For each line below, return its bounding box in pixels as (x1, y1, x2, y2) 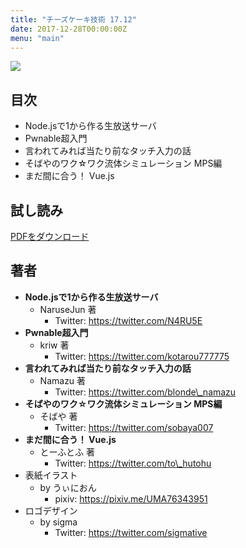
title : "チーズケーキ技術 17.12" (10, 14, 137, 25)
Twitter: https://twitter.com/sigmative (54, 526, 208, 538)
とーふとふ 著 (39, 446, 95, 458)
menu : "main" (10, 33, 65, 43)
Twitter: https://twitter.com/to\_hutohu (54, 457, 212, 469)
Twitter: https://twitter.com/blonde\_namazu (54, 386, 237, 398)
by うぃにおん (39, 481, 97, 493)
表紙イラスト (24, 469, 78, 481)
